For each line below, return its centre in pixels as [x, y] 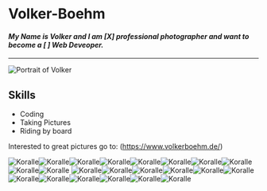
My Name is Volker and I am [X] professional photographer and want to [129, 36]
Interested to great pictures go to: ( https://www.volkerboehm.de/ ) [116, 146]
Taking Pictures [45, 123]
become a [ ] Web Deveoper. [56, 45]
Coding [32, 114]
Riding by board [46, 131]
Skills [22, 95]
